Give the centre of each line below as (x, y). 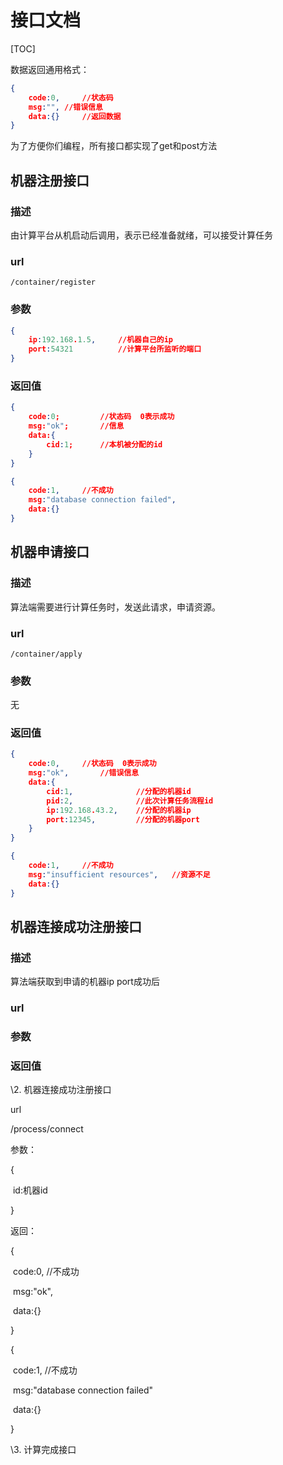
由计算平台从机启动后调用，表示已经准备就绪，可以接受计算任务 (141, 235)
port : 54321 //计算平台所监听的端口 (115, 349)
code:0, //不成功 (46, 1272)
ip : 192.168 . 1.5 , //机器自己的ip (100, 340)
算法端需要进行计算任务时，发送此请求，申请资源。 (115, 607)
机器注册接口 (50, 180)
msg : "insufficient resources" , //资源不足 (119, 874)
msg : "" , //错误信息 (65, 107)
